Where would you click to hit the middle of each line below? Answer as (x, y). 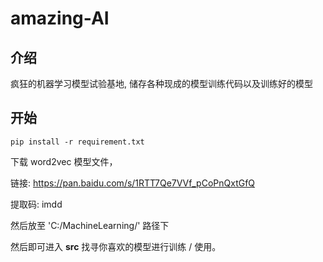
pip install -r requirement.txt (77, 142)
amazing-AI (60, 18)
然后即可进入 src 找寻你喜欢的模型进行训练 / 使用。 (116, 246)
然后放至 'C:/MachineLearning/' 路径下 (90, 225)
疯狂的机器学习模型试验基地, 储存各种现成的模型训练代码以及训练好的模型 (161, 83)
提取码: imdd (36, 204)
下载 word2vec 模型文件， (64, 161)
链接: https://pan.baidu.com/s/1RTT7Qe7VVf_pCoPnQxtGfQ (133, 183)
